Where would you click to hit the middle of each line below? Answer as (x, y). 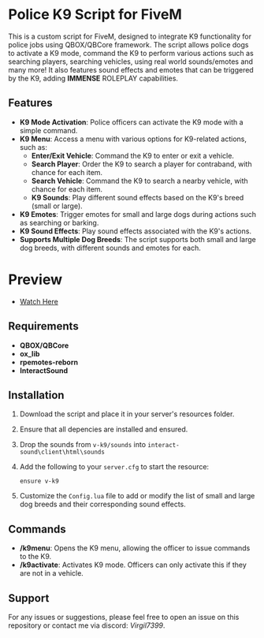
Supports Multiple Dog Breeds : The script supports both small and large (138, 239)
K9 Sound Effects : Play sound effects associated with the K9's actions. (136, 231)
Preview (35, 280)
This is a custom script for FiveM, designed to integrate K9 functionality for (130, 36)
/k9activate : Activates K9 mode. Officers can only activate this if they (133, 565)
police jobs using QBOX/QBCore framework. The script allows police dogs (128, 44)
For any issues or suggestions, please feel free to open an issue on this (124, 617)
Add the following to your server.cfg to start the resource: (114, 467)
